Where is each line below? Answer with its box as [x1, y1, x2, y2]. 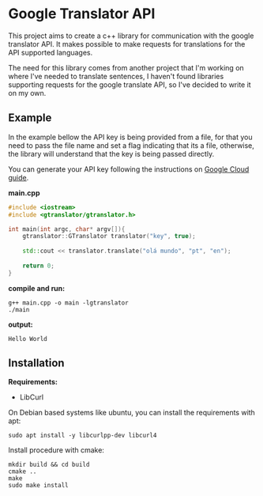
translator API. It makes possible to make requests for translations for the [8, 39, 246, 48]
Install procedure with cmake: [8, 445, 105, 455]
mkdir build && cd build [8, 460, 90, 469]
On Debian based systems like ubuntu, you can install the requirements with [8, 408, 255, 418]
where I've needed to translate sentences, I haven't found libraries [8, 71, 224, 81]
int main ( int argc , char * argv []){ [8, 225, 126, 233]
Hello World [8, 335, 47, 343]
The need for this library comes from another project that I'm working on [8, 62, 245, 72]
